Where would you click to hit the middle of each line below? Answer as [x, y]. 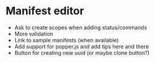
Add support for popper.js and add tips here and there [81, 46]
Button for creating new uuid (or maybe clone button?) [82, 52]
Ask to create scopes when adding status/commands [81, 27]
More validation [34, 33]
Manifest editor [45, 11]
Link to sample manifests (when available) [66, 40]
